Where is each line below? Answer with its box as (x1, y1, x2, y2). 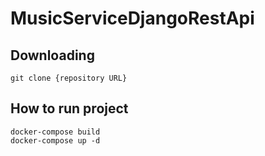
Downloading (10, 47, 95, 64)
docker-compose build (10, 127, 101, 137)
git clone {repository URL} (10, 73, 128, 83)
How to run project (10, 100, 129, 117)
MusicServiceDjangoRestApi (10, 7, 255, 30)
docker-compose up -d (10, 135, 101, 146)
